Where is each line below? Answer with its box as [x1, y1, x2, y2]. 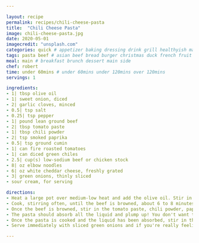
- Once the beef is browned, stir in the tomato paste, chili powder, [6, 206, 184, 212]
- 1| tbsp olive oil [6, 91, 57, 97]
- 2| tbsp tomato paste [6, 124, 65, 130]
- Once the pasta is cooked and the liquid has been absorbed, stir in [6, 217, 187, 223]
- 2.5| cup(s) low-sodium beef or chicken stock [6, 156, 129, 163]
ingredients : [6, 85, 38, 91]
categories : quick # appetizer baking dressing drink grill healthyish [6, 47, 187, 53]
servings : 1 [6, 75, 36, 81]
